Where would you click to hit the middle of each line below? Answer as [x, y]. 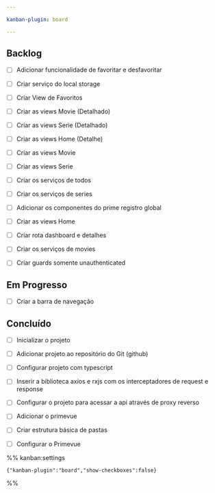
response [30, 389]
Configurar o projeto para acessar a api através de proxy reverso [108, 402]
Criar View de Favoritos [49, 98]
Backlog [24, 53]
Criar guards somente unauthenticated [71, 263]
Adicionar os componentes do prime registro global [89, 208]
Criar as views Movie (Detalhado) [63, 111]
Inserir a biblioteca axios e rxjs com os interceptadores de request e [112, 382]
